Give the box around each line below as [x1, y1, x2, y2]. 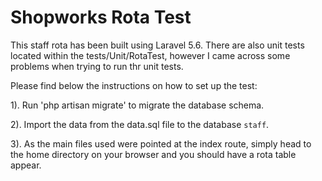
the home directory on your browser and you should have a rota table [10, 148, 297, 160]
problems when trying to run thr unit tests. [10, 60, 184, 72]
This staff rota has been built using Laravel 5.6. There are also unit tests [10, 39, 305, 51]
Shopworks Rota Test [10, 6, 192, 29]
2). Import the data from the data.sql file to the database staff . [10, 118, 270, 130]
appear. [10, 159, 42, 171]
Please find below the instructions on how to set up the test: [10, 79, 258, 91]
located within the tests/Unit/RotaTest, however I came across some [10, 49, 291, 61]
